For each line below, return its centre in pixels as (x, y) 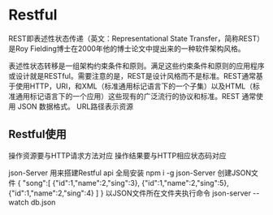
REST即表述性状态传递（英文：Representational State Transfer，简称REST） (136, 38)
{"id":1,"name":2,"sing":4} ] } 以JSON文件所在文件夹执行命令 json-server (130, 193)
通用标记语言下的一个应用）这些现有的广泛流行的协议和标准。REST (128, 96)
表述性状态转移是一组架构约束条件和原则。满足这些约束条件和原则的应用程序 (136, 66)
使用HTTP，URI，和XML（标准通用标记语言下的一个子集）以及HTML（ (134, 86)
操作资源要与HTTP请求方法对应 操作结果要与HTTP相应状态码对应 (117, 155)
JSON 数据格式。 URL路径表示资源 (76, 106)
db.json (43, 202)
